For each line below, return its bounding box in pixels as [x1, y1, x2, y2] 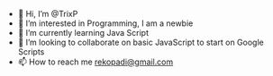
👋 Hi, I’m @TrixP [17, 9, 78, 19]
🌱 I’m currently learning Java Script [17, 28, 149, 38]
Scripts [17, 46, 45, 57]
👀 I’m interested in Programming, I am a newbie [17, 18, 194, 29]
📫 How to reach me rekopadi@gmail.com [17, 56, 174, 67]
